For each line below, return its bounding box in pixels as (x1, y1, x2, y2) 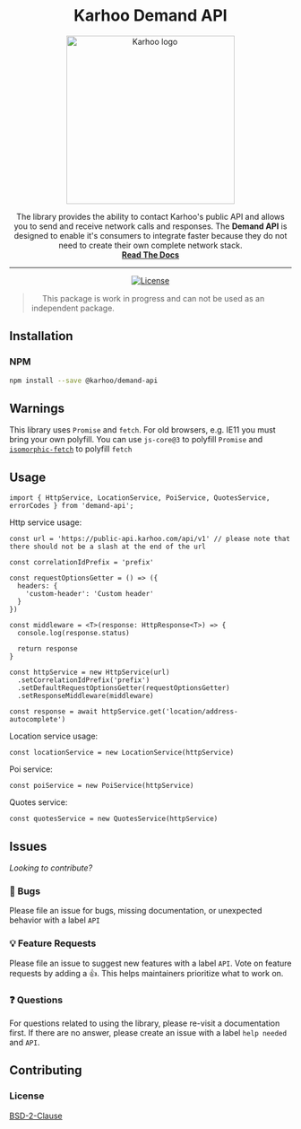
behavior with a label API (9, 915, 100, 925)
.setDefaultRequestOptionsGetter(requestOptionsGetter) (17, 684, 230, 693)
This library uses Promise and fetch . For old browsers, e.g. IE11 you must (9, 424, 276, 435)
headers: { (17, 582, 58, 591)
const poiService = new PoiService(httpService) (9, 782, 194, 791)
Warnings (9, 400, 65, 416)
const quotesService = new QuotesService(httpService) (9, 814, 219, 824)
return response (17, 644, 78, 653)
